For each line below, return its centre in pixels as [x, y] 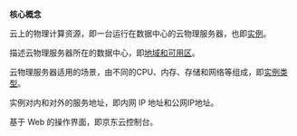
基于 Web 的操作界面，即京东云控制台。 [84, 122]
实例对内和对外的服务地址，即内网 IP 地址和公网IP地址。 [114, 102]
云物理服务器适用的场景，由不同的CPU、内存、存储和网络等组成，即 [137, 72]
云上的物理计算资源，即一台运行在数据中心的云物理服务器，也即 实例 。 [140, 34]
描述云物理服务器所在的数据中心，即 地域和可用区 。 [105, 53]
